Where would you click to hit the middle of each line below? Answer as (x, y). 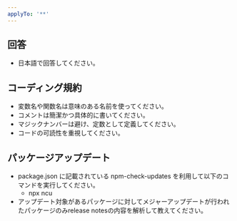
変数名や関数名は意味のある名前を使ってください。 (92, 106)
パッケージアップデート (59, 158)
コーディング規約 (45, 87)
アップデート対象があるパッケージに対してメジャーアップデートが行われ (123, 202)
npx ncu (40, 193)
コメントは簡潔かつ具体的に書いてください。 (83, 115)
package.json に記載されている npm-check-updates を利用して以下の (120, 176)
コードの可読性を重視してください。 (71, 133)
